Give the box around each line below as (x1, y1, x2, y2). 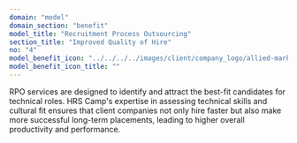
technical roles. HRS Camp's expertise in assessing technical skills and (9, 95, 268, 106)
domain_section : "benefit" (9, 21, 109, 30)
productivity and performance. (9, 124, 121, 134)
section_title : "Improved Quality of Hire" (9, 37, 172, 47)
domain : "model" (9, 12, 69, 22)
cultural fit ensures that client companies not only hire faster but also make (9, 105, 282, 116)
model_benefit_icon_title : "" (9, 63, 121, 71)
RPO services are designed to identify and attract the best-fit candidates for (9, 86, 286, 97)
